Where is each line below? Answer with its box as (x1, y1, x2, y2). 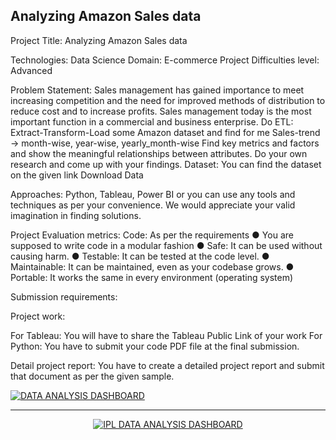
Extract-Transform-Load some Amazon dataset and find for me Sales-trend (10, 126, 321, 138)
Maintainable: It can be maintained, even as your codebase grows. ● (10, 260, 295, 273)
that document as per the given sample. (10, 370, 175, 382)
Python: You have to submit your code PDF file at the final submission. (10, 340, 300, 352)
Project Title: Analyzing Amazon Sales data (10, 34, 188, 46)
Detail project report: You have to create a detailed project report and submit (10, 359, 325, 371)
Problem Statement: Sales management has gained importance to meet (10, 84, 305, 96)
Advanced (10, 64, 53, 76)
